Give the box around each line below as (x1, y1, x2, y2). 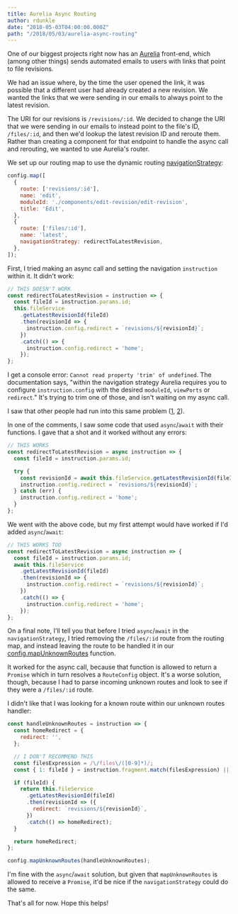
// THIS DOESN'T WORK (7, 285, 72, 293)
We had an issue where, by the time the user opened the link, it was (7, 79, 205, 87)
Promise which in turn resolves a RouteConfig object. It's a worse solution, (7, 670, 222, 679)
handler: (7, 706, 32, 716)
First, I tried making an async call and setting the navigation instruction (7, 264, 218, 273)
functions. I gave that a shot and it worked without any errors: (7, 428, 188, 436)
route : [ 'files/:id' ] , (20, 225, 87, 232)
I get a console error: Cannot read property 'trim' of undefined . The (7, 371, 212, 379)
